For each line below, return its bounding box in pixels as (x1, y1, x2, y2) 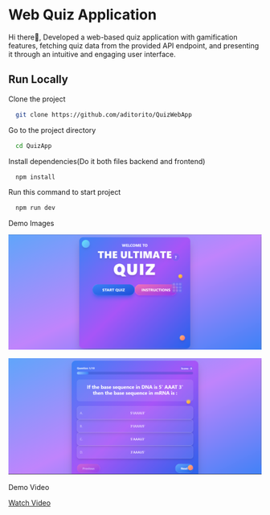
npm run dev (15, 204, 56, 212)
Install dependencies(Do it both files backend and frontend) (8, 156, 206, 166)
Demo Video (8, 483, 50, 492)
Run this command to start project (8, 187, 121, 197)
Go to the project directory (8, 125, 96, 134)
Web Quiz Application (8, 6, 157, 24)
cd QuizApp (15, 142, 52, 150)
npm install (15, 173, 56, 181)
